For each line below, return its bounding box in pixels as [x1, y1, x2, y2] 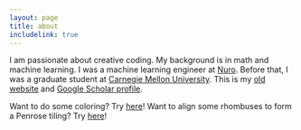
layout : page [9, 13, 59, 23]
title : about [9, 22, 59, 31]
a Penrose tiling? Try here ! [9, 110, 107, 122]
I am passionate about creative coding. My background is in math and [9, 55, 269, 66]
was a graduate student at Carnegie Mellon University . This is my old [9, 74, 266, 85]
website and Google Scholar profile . [9, 83, 143, 95]
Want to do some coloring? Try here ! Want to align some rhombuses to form [9, 101, 292, 112]
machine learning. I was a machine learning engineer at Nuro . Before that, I [9, 64, 288, 75]
